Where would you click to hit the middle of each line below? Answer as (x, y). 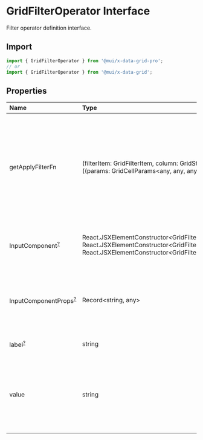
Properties (27, 91)
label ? (18, 344)
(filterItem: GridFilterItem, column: (130, 163)
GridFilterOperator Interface (78, 11)
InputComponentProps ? (43, 300)
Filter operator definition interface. (49, 28)
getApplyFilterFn (33, 167)
